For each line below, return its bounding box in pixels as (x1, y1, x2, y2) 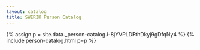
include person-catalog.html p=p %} (6, 37, 96, 44)
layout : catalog (6, 8, 47, 15)
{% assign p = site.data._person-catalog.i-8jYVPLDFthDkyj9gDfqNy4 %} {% (6, 30, 195, 37)
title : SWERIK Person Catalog (6, 14, 82, 20)
